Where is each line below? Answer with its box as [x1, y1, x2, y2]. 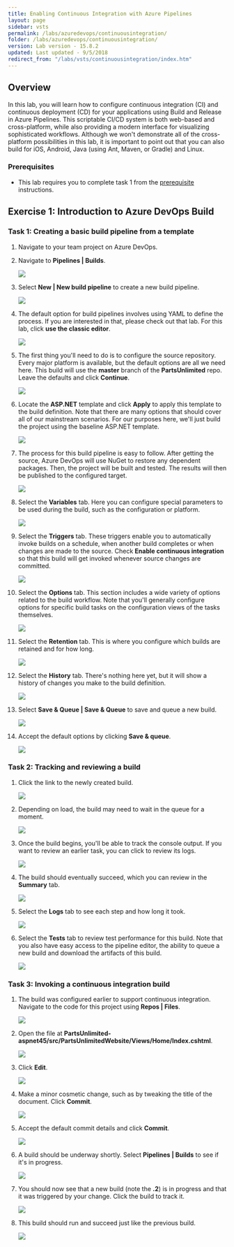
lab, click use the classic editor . [17, 324, 111, 333]
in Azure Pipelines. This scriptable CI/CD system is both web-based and [8, 115, 215, 123]
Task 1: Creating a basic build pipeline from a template [8, 226, 194, 236]
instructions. [17, 185, 54, 194]
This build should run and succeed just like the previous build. [17, 1219, 196, 1227]
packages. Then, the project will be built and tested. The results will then [17, 463, 227, 472]
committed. [17, 561, 51, 570]
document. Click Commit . [17, 1097, 93, 1106]
